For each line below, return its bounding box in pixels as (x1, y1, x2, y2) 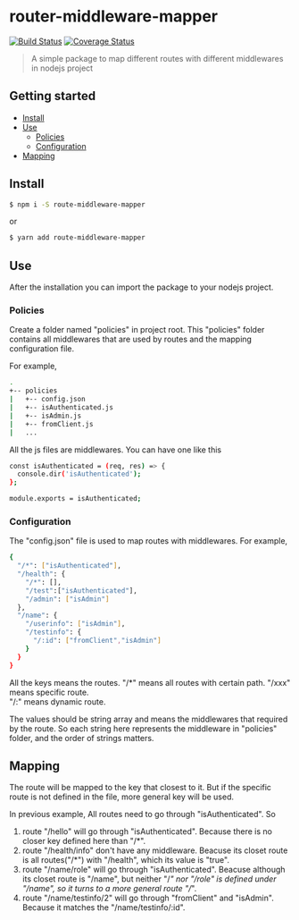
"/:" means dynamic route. (9, 696, 106, 707)
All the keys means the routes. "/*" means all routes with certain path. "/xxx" (9, 677, 291, 688)
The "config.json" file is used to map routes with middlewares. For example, (9, 536, 288, 546)
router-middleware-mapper (9, 6, 219, 27)
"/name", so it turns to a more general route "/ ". (21, 883, 197, 894)
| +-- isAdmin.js (9, 411, 82, 420)
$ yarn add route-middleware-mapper (9, 233, 145, 242)
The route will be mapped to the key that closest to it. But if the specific (9, 782, 272, 793)
